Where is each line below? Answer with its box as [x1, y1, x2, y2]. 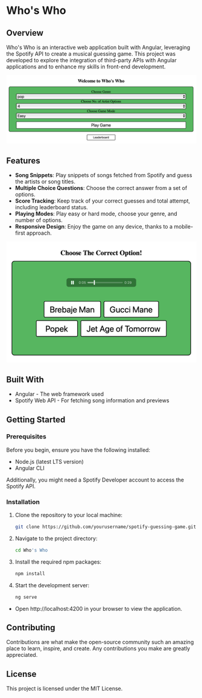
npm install [14, 570, 45, 576]
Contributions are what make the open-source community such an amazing [6, 639, 194, 646]
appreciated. [6, 651, 38, 659]
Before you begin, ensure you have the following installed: [6, 446, 151, 454]
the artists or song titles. [14, 178, 75, 185]
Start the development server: [14, 581, 90, 589]
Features [6, 155, 40, 166]
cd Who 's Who [14, 547, 48, 553]
